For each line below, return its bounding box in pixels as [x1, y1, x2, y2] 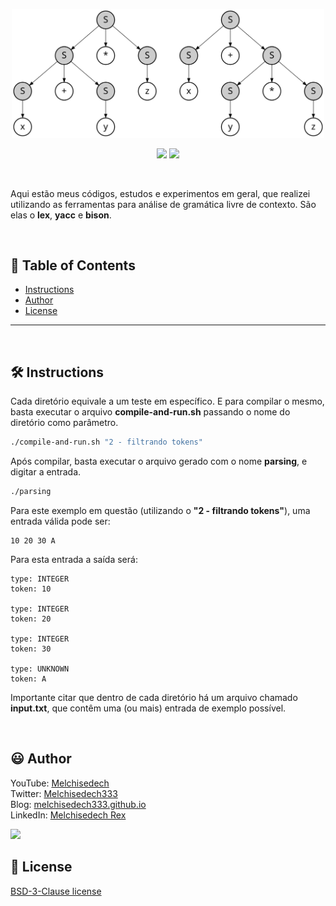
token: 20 [10, 614, 52, 624]
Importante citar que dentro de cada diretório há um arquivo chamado [10, 691, 298, 703]
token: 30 [10, 644, 52, 654]
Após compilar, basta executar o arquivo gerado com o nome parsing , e [10, 455, 308, 468]
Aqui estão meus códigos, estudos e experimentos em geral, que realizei [10, 187, 311, 199]
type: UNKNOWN [10, 664, 70, 674]
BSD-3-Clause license [10, 885, 102, 897]
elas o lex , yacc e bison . [10, 209, 112, 221]
